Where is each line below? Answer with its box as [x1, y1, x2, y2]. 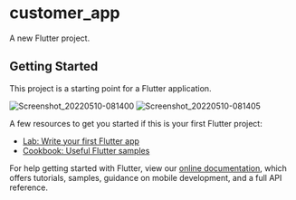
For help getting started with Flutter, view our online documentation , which [9, 162, 288, 174]
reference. [9, 182, 48, 193]
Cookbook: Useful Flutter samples [22, 145, 150, 156]
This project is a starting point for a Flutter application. [9, 82, 212, 93]
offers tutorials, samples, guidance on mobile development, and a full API [9, 172, 282, 183]
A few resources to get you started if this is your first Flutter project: [9, 118, 263, 129]
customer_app [9, 3, 120, 24]
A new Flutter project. [9, 33, 91, 43]
